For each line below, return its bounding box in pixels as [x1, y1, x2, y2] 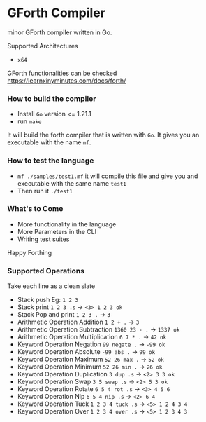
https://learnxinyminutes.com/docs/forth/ [7, 76, 126, 85]
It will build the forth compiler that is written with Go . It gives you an [7, 131, 200, 139]
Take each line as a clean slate [7, 282, 96, 290]
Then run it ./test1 [17, 186, 73, 195]
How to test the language [7, 156, 94, 165]
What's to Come [7, 204, 64, 214]
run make [17, 117, 42, 125]
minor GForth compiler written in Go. [7, 28, 112, 36]
